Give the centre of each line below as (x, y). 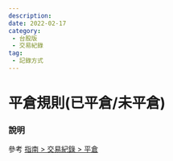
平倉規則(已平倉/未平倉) (87, 103)
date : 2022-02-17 (37, 23)
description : (30, 16)
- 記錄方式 (28, 61)
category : (25, 31)
